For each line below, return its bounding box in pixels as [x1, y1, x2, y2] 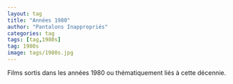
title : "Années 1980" [7, 17, 71, 24]
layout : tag [7, 10, 42, 17]
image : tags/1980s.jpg [7, 50, 74, 57]
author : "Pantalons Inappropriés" [7, 23, 109, 30]
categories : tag [7, 29, 55, 37]
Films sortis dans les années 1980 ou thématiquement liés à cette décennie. [7, 68, 227, 77]
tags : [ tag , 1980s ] [7, 36, 61, 43]
